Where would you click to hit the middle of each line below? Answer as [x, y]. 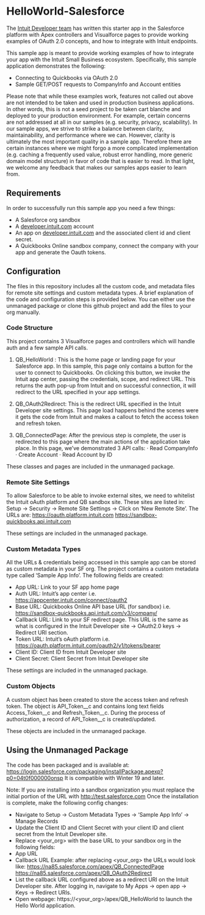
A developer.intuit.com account [55, 226]
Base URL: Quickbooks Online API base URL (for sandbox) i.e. [93, 607]
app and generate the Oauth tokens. [60, 252]
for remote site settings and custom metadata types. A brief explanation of [100, 293]
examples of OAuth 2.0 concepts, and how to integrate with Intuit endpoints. [102, 41]
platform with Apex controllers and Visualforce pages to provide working [98, 34]
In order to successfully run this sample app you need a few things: [91, 208]
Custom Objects [31, 687]
